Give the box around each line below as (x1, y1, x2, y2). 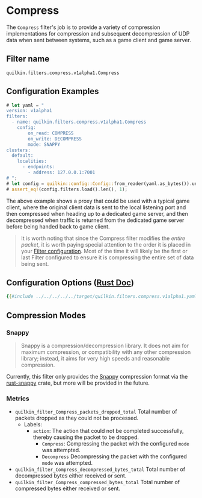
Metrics (6, 394, 29, 403)
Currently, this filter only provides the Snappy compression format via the (6, 373, 188, 380)
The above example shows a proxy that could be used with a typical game (6, 197, 191, 204)
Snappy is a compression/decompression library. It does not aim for (20, 342, 189, 349)
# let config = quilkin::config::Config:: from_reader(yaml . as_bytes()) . (6, 180, 192, 187)
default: (11, 153, 34, 159)
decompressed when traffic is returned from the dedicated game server (6, 216, 185, 224)
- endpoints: (22, 164, 55, 170)
